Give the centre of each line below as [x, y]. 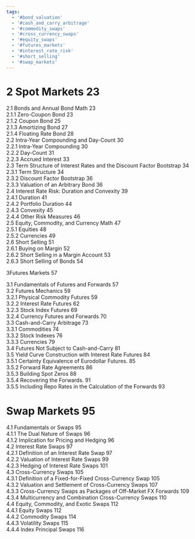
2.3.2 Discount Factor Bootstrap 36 [49, 178]
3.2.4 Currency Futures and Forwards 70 [56, 316]
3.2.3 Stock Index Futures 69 [42, 310]
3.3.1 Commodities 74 [32, 329]
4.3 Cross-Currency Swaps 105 [45, 472]
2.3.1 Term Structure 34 [35, 172]
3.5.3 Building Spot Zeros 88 [41, 374]
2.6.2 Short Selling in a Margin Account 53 [58, 255]
